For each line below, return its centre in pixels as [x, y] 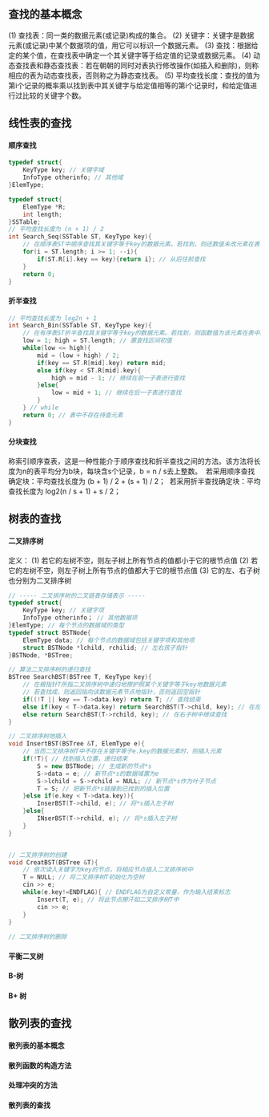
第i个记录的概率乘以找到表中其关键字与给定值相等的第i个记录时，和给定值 [129, 85]
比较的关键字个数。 [54, 95]
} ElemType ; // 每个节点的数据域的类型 [66, 626]
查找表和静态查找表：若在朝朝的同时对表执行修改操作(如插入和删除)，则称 [137, 65]
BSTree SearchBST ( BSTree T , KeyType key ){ [80, 677]
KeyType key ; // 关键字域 [63, 170]
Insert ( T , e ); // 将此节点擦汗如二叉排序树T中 [108, 900]
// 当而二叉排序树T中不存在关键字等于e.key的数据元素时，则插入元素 [122, 751]
